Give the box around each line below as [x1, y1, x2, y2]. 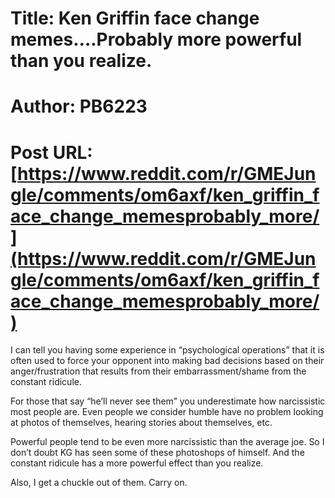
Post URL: [10, 141, 93, 164]
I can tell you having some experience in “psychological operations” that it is [10, 344, 325, 356]
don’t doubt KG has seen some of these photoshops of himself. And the [10, 447, 305, 459]
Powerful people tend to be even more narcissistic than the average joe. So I [10, 436, 325, 448]
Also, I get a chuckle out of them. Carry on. [10, 477, 188, 489]
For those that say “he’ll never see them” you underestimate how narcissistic [10, 395, 326, 407]
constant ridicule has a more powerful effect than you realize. [10, 457, 264, 469]
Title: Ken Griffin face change [10, 7, 260, 30]
